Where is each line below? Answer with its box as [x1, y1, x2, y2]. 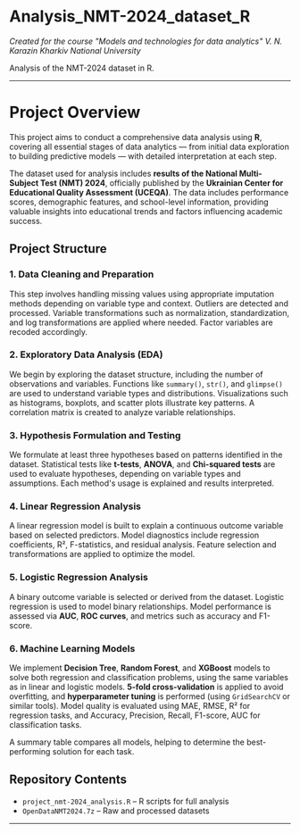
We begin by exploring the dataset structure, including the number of [9, 369, 263, 379]
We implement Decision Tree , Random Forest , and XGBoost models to [9, 662, 271, 673]
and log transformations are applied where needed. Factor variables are [9, 317, 274, 328]
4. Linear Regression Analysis [9, 500, 141, 512]
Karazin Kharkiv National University [9, 45, 141, 55]
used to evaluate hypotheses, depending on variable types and [9, 469, 241, 479]
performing [9, 746, 51, 757]
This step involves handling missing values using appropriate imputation [9, 288, 275, 299]
